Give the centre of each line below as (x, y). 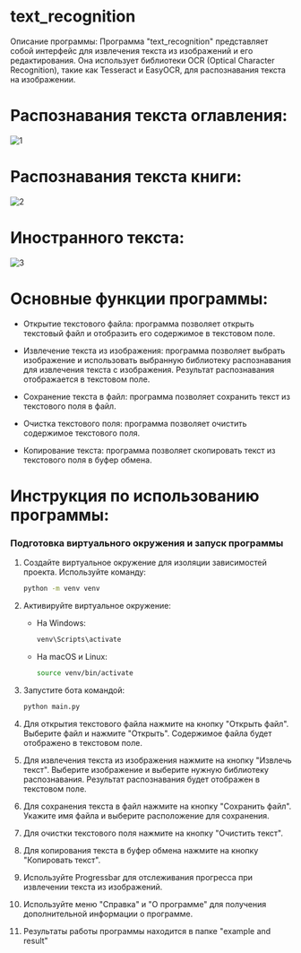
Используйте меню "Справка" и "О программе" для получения (145, 904)
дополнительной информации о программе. (108, 914)
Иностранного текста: (97, 238)
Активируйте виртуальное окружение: (97, 606)
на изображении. (43, 79)
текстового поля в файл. (69, 406)
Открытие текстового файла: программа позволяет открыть (138, 324)
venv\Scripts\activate (79, 640)
